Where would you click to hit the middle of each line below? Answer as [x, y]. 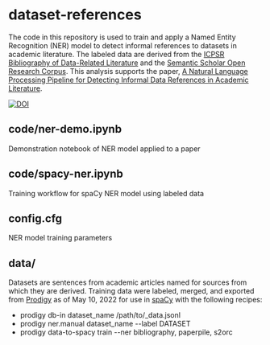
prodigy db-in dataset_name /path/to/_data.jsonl [100, 315]
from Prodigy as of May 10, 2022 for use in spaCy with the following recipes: [135, 300]
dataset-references [75, 15]
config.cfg [35, 218]
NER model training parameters [60, 238]
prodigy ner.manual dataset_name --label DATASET [105, 324]
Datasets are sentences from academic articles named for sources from [128, 282]
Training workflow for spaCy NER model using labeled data [106, 193]
